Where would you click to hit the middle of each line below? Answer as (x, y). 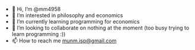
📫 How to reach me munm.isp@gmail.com (64, 41)
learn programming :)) (39, 34)
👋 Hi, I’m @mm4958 (36, 9)
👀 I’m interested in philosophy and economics (67, 15)
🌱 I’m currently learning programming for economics (76, 21)
